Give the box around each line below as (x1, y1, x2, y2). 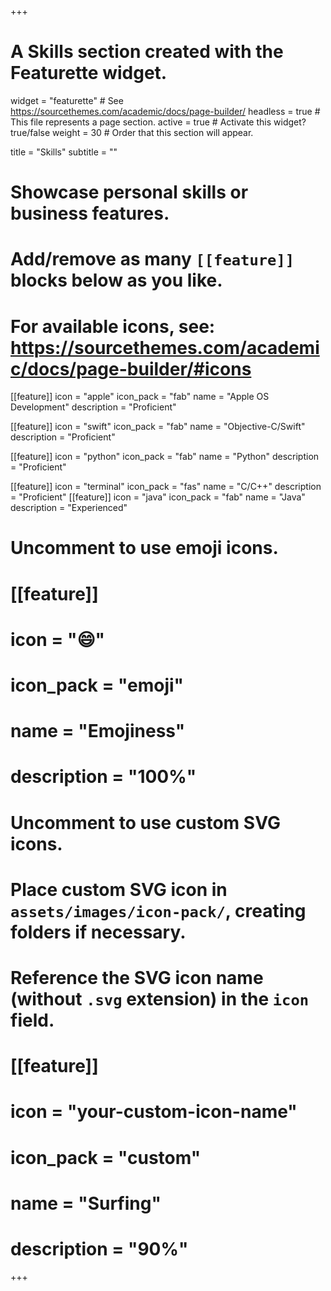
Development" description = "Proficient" (10, 401, 177, 413)
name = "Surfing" (10, 1192, 162, 1215)
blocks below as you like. (10, 269, 223, 292)
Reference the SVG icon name (10, 966, 264, 989)
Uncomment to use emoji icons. (10, 537, 279, 560)
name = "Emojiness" (10, 720, 186, 743)
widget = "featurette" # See (10, 94, 124, 106)
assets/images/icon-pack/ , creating (10, 899, 307, 922)
